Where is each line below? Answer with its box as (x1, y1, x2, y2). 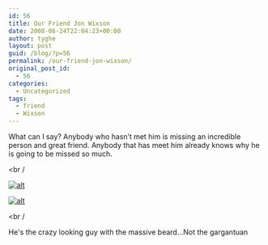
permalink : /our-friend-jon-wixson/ (8, 57, 132, 65)
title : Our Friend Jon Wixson (8, 19, 111, 27)
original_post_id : (8, 65, 70, 73)
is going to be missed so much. (8, 149, 113, 158)
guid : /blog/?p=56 (8, 49, 70, 57)
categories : (8, 79, 49, 87)
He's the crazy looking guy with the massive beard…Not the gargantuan (8, 227, 249, 237)
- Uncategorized (15, 87, 70, 95)
